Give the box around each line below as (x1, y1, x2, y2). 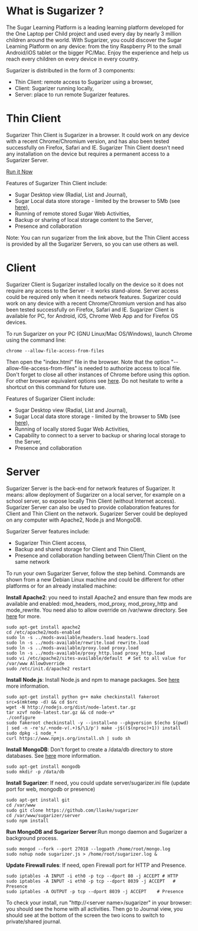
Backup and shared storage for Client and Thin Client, (14, 545, 146, 552)
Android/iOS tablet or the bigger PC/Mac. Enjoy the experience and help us (6, 49, 189, 56)
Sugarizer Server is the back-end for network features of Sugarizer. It (6, 485, 176, 492)
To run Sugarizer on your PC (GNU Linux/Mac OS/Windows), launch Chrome (6, 330, 193, 337)
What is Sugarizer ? (6, 4, 105, 18)
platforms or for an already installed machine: (6, 582, 117, 589)
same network (14, 558, 50, 565)
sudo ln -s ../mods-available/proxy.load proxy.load (6, 645, 139, 651)
